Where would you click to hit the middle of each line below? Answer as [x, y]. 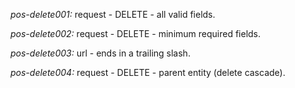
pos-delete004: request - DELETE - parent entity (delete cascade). [148, 72]
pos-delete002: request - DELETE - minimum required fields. [136, 33]
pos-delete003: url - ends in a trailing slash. [100, 53]
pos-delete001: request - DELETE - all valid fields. [113, 14]
